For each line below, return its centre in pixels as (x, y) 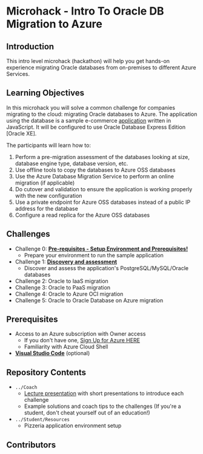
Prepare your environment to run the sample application (94, 255)
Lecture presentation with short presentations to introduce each (104, 393)
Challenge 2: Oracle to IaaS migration (62, 281)
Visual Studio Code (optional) (52, 353)
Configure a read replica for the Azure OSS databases (82, 215)
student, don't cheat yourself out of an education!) (87, 413)
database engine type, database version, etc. (72, 163)
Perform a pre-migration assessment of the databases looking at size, (102, 157)
